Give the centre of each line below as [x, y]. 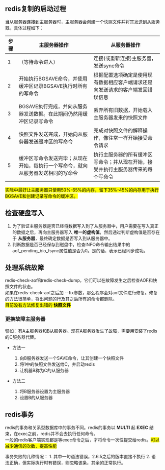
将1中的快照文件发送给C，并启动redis [57, 364]
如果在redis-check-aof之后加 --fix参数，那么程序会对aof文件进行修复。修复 [82, 293]
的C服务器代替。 [22, 337]
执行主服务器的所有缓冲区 [123, 155]
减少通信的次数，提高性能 [31, 446]
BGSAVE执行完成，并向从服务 [53, 106]
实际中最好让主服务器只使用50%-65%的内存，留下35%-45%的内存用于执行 [82, 190]
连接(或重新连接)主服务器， [125, 58]
